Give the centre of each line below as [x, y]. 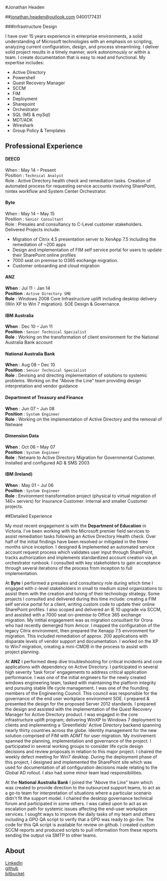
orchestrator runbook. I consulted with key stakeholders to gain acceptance [83, 563]
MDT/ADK [23, 120]
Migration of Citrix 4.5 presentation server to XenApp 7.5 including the [84, 239]
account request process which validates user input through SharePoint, [79, 552]
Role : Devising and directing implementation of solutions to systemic [76, 375]
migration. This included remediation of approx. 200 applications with [77, 636]
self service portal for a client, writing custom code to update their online [80, 604]
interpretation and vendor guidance [42, 386]
